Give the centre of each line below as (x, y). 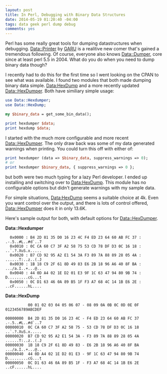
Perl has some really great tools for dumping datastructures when (74, 43)
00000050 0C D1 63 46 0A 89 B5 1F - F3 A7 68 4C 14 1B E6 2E (72, 363)
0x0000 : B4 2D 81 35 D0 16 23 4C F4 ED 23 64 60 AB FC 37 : (76, 238)
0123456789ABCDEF (24, 310)
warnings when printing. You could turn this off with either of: (69, 148)
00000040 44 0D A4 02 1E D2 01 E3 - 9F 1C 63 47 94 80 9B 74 (72, 354)
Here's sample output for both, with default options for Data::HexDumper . (82, 219)
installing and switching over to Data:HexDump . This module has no (76, 182)
